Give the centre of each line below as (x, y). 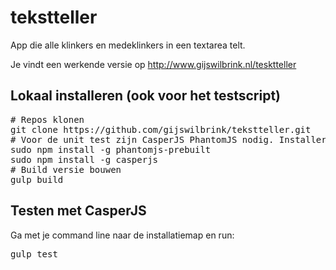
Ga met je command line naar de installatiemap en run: (122, 235)
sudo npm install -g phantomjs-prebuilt (111, 149)
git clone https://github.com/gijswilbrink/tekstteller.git (161, 129)
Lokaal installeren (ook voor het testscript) (146, 96)
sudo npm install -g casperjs (84, 159)
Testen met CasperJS (78, 211)
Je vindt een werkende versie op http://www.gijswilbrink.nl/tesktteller (153, 64)
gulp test (34, 254)
